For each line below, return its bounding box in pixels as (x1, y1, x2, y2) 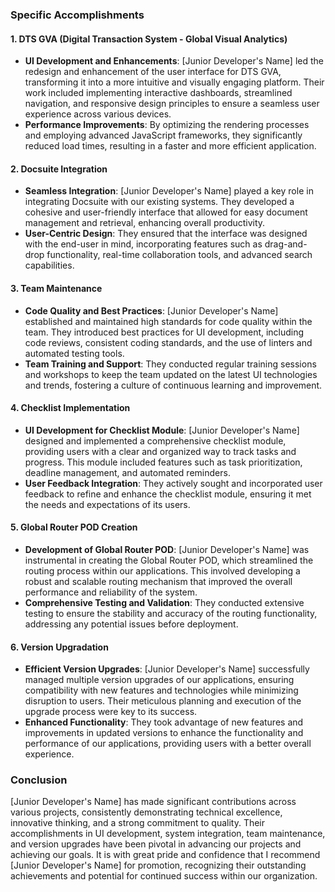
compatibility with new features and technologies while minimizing (24, 684, 299, 697)
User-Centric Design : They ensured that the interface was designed (24, 228, 308, 240)
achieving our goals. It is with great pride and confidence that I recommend (10, 849, 321, 861)
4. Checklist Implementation (10, 402, 131, 414)
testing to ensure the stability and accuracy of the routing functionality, (24, 607, 318, 619)
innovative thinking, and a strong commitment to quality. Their (10, 817, 266, 829)
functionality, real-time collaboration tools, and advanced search (46, 249, 313, 261)
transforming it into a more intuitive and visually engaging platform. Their (24, 76, 325, 88)
